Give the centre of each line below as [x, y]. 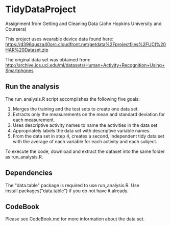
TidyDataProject [41, 9]
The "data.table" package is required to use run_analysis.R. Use [72, 185]
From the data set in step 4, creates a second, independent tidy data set [88, 136]
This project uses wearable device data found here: [59, 39]
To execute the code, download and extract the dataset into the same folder [85, 151]
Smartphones [20, 71]
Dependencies [29, 173]
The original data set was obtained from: [48, 59]
